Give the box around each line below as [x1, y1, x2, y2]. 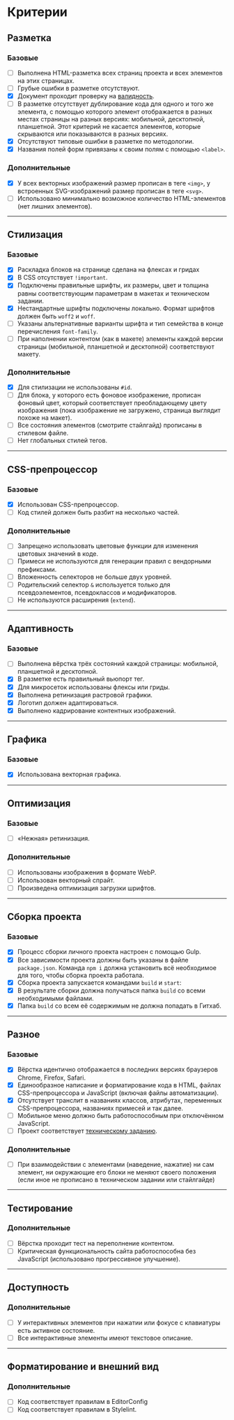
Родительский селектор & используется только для [17, 580, 171, 589]
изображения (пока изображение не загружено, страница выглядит [17, 406, 221, 415]
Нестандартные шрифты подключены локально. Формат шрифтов [17, 304, 215, 312]
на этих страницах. [17, 76, 75, 84]
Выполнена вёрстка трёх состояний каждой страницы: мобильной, [17, 660, 219, 668]
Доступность [7, 1281, 70, 1294]
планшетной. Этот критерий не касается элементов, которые [17, 123, 201, 131]
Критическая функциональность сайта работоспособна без [17, 1246, 196, 1255]
